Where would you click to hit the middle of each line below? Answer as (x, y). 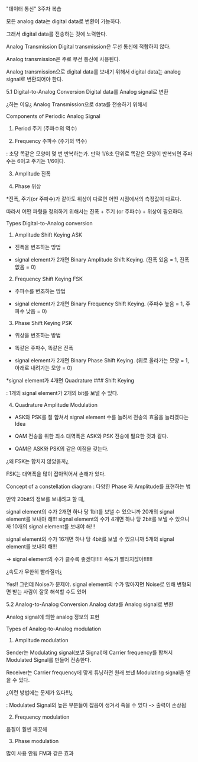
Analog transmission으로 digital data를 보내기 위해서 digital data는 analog (94, 72)
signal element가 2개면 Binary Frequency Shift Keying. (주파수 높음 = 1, (99, 304)
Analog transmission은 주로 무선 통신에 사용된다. (63, 59)
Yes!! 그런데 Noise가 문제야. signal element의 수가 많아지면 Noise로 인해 (91, 584)
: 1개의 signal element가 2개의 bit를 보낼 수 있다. (62, 393)
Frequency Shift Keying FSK (48, 279)
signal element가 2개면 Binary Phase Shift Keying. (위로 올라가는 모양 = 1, (102, 360)
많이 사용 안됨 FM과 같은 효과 (40, 753)
